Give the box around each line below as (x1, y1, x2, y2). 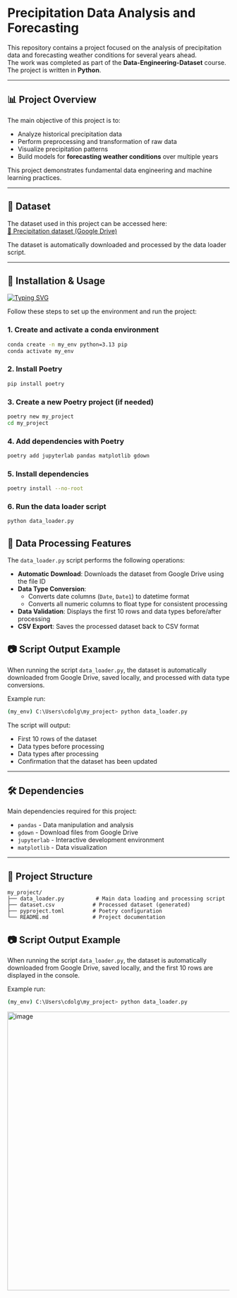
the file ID (17, 577, 46, 585)
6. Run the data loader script (7, 501, 107, 511)
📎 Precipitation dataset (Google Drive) (7, 227, 118, 235)
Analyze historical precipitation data (17, 129, 122, 138)
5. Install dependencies (7, 469, 90, 479)
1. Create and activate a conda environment (7, 325, 159, 335)
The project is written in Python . (7, 66, 102, 74)
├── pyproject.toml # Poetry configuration (7, 908, 162, 915)
